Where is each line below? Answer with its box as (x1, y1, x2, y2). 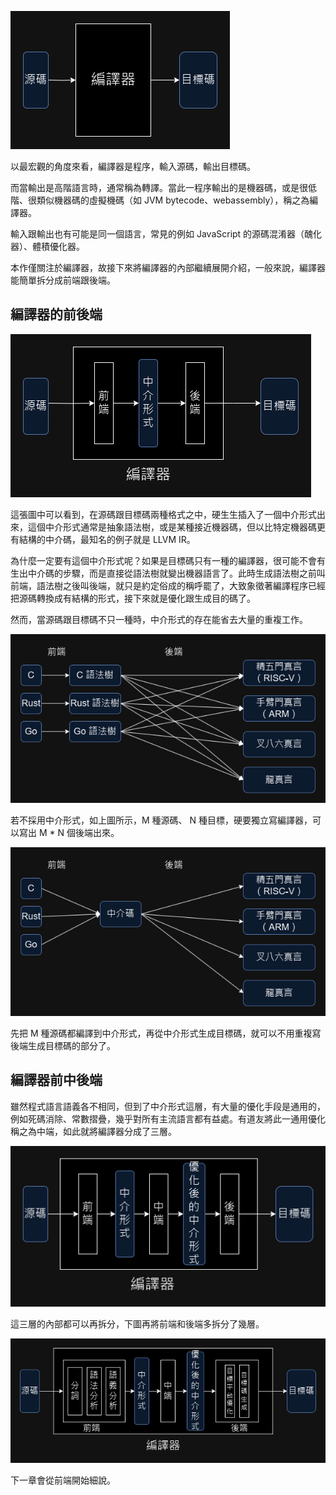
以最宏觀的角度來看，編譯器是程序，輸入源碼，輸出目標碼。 (10, 161, 256, 172)
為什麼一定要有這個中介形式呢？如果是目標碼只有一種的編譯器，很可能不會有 (10, 554, 326, 566)
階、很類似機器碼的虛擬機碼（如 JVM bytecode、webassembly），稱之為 (10, 194, 310, 206)
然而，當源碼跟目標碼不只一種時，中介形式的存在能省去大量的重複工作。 (10, 613, 308, 625)
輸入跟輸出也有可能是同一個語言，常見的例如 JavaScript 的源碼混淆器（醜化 (10, 228, 323, 240)
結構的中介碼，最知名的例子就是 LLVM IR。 (18, 533, 196, 545)
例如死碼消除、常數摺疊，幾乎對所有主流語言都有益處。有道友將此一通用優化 (10, 1112, 326, 1125)
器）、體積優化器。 (10, 241, 85, 252)
